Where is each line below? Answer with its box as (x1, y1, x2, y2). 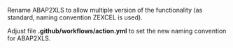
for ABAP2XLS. (7, 34, 51, 42)
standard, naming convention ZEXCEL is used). (7, 13, 143, 22)
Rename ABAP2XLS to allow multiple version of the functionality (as (7, 6, 203, 14)
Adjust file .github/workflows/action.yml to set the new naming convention (7, 27, 227, 35)
